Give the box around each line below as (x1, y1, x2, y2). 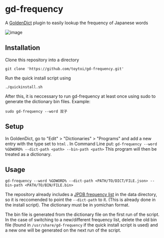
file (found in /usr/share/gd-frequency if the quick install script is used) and (5, 222, 158, 228)
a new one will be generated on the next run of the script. (5, 227, 121, 233)
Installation (5, 43, 40, 52)
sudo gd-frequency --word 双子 (5, 109, 68, 114)
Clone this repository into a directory (5, 57, 80, 63)
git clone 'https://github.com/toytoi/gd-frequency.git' (5, 66, 124, 71)
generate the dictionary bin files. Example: (5, 98, 91, 104)
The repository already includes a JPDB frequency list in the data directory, (5, 192, 157, 198)
